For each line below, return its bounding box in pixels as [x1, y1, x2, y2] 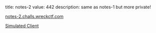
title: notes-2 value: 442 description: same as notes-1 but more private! [5, 4, 151, 10]
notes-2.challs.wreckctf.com [5, 14, 64, 19]
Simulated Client [5, 23, 39, 29]
